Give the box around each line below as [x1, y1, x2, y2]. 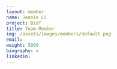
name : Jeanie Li [6, 14, 47, 20]
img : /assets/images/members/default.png [6, 31, 112, 37]
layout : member [6, 8, 44, 15]
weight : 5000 [6, 43, 39, 49]
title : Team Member [6, 25, 55, 32]
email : [6, 37, 23, 43]
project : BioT [6, 20, 42, 26]
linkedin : [6, 53, 31, 59]
